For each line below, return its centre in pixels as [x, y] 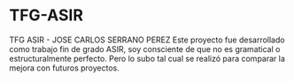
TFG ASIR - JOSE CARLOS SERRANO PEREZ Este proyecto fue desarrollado [147, 40]
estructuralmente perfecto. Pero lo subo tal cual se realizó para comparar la [147, 58]
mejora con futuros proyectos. [64, 68]
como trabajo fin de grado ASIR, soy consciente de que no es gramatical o [145, 48]
